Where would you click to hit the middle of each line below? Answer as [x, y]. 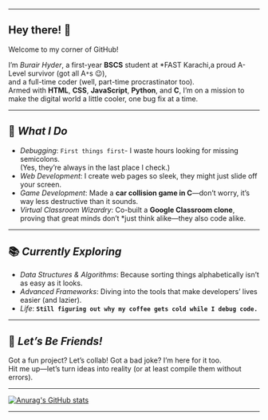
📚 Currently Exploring [65, 252]
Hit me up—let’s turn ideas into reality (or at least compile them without [125, 369]
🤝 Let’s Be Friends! [55, 341]
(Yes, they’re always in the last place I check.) [95, 167]
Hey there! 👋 [40, 30]
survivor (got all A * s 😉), [67, 73]
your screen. [41, 184]
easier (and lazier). [51, 300]
